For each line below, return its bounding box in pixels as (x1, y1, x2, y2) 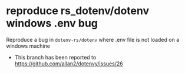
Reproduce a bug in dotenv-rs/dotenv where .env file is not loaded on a (6, 36, 180, 43)
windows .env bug (6, 16, 98, 30)
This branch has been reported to (14, 54, 97, 61)
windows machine (6, 42, 50, 49)
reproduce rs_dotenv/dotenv (6, 4, 149, 18)
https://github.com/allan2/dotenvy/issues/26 (14, 60, 123, 67)
